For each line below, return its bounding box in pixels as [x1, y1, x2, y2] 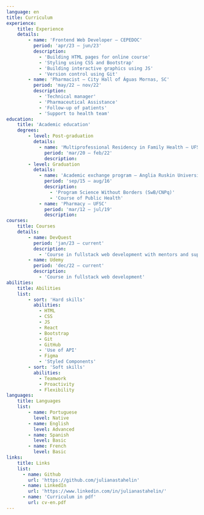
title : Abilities [17, 285, 61, 291]
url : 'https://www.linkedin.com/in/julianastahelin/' [28, 488, 167, 494]
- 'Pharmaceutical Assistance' [38, 99, 118, 105]
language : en [6, 8, 39, 15]
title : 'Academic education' [17, 122, 91, 128]
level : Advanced [33, 426, 75, 433]
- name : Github [22, 471, 61, 477]
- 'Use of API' [38, 347, 78, 354]
